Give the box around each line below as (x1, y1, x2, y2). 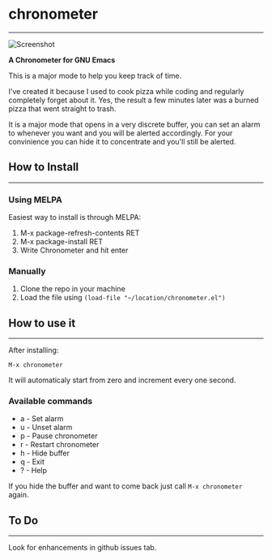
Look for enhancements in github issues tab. (8, 543, 157, 553)
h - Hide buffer (19, 448, 70, 459)
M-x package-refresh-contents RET (19, 228, 140, 238)
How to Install (8, 160, 79, 174)
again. (8, 490, 30, 500)
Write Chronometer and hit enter (19, 245, 129, 256)
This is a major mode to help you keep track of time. (8, 71, 182, 80)
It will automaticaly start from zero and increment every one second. (8, 375, 236, 386)
